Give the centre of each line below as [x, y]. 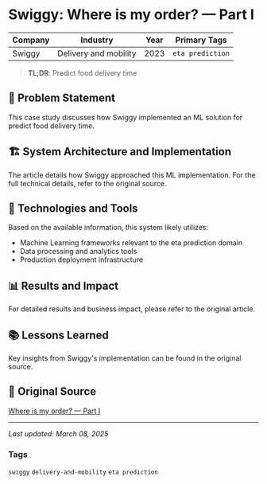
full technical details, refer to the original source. [87, 183]
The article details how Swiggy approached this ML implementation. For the [132, 175]
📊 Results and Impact [64, 285]
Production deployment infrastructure [81, 260]
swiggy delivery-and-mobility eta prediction [83, 472]
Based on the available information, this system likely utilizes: [108, 228]
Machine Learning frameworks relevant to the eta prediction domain [131, 243]
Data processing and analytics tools [78, 252]
